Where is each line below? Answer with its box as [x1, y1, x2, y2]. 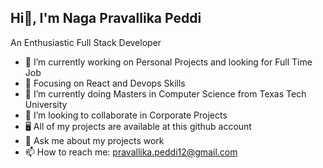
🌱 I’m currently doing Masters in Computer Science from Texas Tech [24, 87, 307, 100]
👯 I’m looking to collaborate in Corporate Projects [24, 109, 228, 121]
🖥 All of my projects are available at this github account [24, 120, 252, 132]
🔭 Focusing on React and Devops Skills [24, 77, 186, 89]
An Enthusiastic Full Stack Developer [10, 36, 162, 48]
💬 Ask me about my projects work [24, 134, 165, 146]
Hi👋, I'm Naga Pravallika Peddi [10, 10, 202, 27]
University [24, 98, 68, 110]
